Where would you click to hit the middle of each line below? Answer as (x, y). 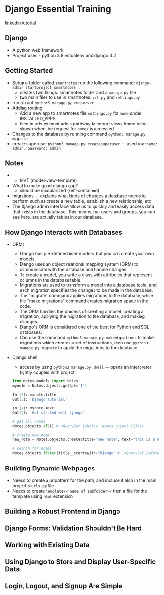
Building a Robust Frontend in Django (63, 511)
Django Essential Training (58, 9)
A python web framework (38, 50)
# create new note (31, 435)
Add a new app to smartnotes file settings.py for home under (81, 113)
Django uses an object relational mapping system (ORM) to (79, 264)
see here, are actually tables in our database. (58, 217)
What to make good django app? (45, 186)
